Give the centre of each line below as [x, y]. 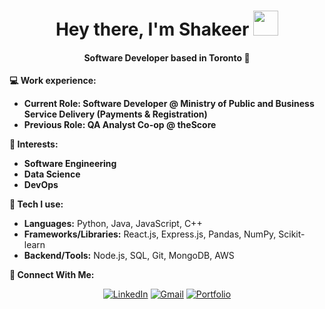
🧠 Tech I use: [36, 204]
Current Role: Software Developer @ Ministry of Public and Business [169, 104]
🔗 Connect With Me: [52, 275]
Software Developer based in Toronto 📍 [167, 57]
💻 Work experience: [53, 81]
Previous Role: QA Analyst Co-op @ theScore [120, 125]
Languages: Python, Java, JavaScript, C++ [113, 224]
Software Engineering [70, 164]
